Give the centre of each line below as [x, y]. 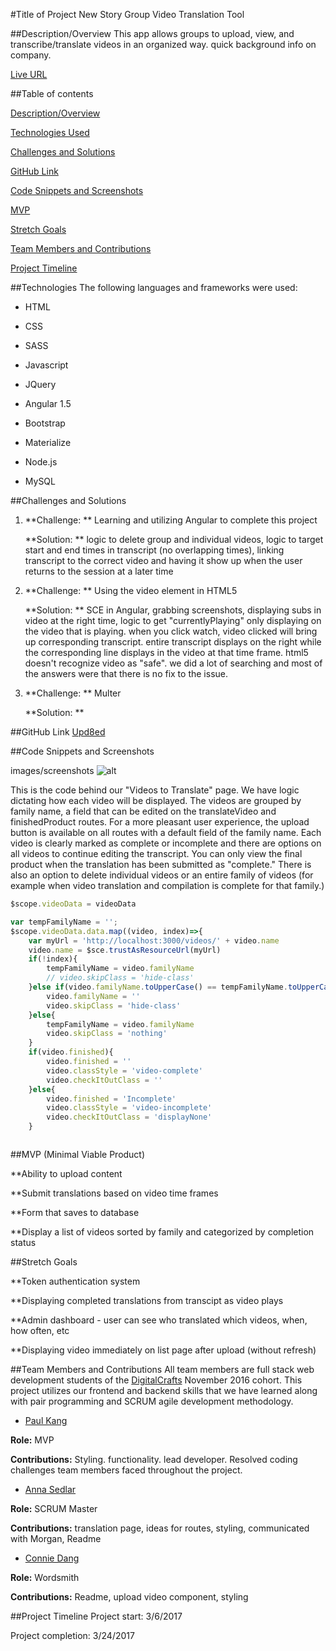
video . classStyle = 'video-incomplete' [129, 1108]
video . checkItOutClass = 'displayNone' [129, 1117]
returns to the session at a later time [99, 571]
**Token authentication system [75, 1281]
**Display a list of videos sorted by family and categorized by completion [162, 1232]
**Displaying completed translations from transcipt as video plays [147, 1300]
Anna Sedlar [50, 1489]
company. [31, 55]
